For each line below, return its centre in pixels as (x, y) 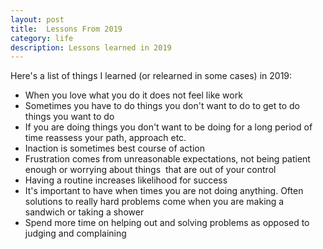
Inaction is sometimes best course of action (114, 148)
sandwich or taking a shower (84, 212)
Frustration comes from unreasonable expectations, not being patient (167, 159)
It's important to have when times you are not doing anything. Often (164, 191)
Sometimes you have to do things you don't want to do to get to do (162, 106)
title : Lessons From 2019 (66, 29)
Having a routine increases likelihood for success (126, 180)
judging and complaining (75, 233)
